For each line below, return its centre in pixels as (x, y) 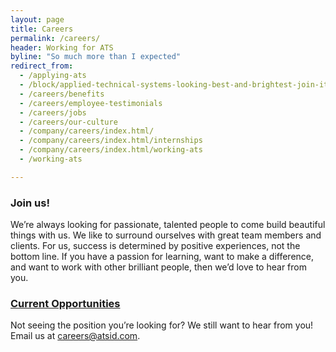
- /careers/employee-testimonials (91, 103)
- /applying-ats (53, 76)
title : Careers (42, 29)
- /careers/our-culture (68, 122)
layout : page (37, 19)
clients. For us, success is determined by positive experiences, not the (155, 246)
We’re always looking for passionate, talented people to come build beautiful (168, 225)
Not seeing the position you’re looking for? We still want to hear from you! (162, 325)
